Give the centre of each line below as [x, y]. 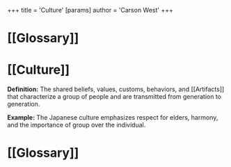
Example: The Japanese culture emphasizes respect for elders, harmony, [113, 118]
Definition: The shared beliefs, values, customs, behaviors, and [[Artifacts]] [116, 89]
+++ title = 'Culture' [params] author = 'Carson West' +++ [90, 10]
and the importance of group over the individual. [77, 125]
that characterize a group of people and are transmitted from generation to [114, 97]
